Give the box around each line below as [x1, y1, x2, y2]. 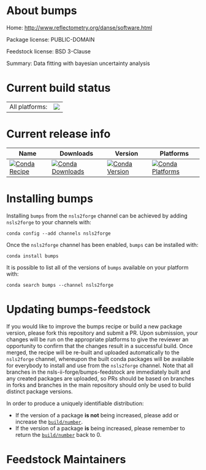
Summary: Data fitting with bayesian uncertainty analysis [6, 59, 150, 67]
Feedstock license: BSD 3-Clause [6, 47, 91, 55]
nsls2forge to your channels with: [6, 218, 92, 226]
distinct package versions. [6, 387, 73, 395]
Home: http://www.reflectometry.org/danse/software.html [6, 24, 152, 31]
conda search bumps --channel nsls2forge [6, 282, 114, 288]
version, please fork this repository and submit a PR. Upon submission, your [6, 329, 198, 336]
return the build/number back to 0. [15, 431, 102, 438]
